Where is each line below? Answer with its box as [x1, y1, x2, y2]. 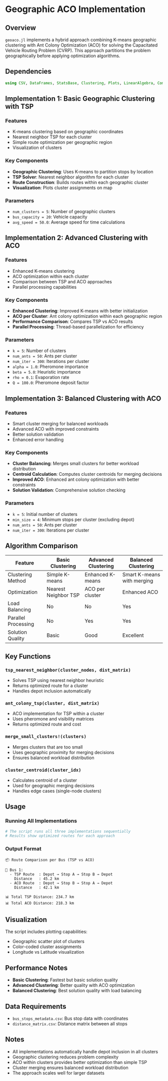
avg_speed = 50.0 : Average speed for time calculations [12, 219, 125, 225]
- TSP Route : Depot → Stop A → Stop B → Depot [9, 871, 113, 877]
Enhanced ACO [122, 589, 158, 596]
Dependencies [5, 67, 51, 76]
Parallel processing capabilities [12, 284, 76, 290]
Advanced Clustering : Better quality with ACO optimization [12, 982, 135, 988]
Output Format [5, 845, 41, 852]
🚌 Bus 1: [5, 867, 23, 872]
